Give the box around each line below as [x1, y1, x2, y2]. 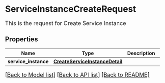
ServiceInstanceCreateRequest [5, 3, 137, 15]
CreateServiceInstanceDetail [53, 58, 123, 65]
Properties [5, 35, 38, 44]
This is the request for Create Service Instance [5, 20, 127, 27]
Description [127, 50, 156, 56]
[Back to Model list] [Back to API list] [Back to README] [5, 71, 150, 78]
